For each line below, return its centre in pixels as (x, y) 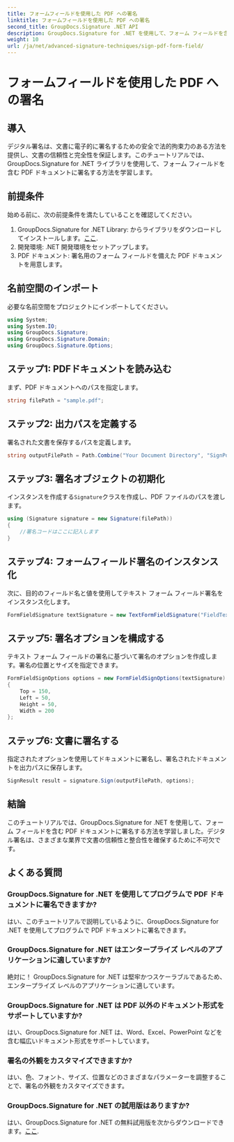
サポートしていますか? (45, 1016)
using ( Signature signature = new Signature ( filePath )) (90, 519)
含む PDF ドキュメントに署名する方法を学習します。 (82, 172)
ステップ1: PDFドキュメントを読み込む (89, 369)
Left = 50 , (36, 698)
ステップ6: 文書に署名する (63, 741)
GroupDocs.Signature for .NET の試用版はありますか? (99, 1106)
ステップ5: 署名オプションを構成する (86, 638)
